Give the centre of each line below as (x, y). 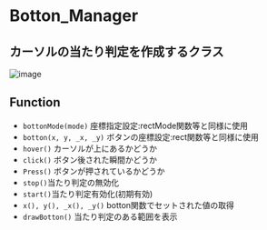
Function (35, 102)
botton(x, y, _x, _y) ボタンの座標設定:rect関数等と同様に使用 (140, 136)
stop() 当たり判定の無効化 (71, 182)
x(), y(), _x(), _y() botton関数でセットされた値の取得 (128, 205)
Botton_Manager (74, 16)
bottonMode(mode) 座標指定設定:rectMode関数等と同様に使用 (135, 125)
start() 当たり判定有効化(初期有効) (88, 194)
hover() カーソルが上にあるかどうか (89, 148)
